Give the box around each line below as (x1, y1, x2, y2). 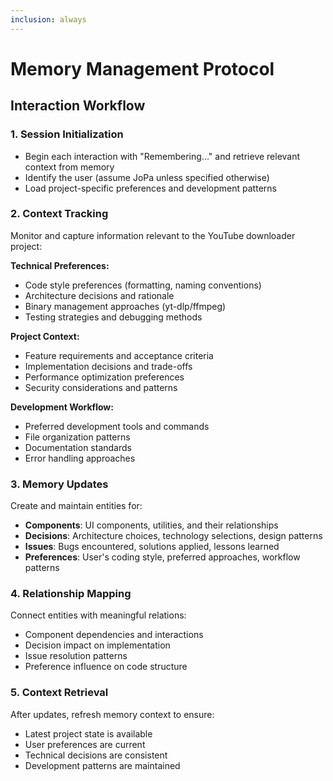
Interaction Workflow (10, 97, 146, 115)
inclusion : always (10, 14, 87, 25)
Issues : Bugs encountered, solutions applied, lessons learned (24, 541, 280, 553)
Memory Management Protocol (10, 57, 275, 80)
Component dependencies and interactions (24, 629, 204, 641)
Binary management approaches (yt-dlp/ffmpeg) (24, 300, 227, 312)
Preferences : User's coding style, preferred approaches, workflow (24, 551, 301, 563)
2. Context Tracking (10, 207, 109, 221)
